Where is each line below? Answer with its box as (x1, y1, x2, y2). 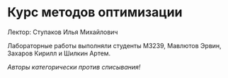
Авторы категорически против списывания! (7, 62, 141, 71)
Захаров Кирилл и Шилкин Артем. (7, 49, 111, 57)
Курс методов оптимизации (7, 4, 183, 21)
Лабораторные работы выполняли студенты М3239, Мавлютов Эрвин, (7, 41, 222, 50)
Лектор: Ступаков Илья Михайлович (7, 28, 118, 36)
